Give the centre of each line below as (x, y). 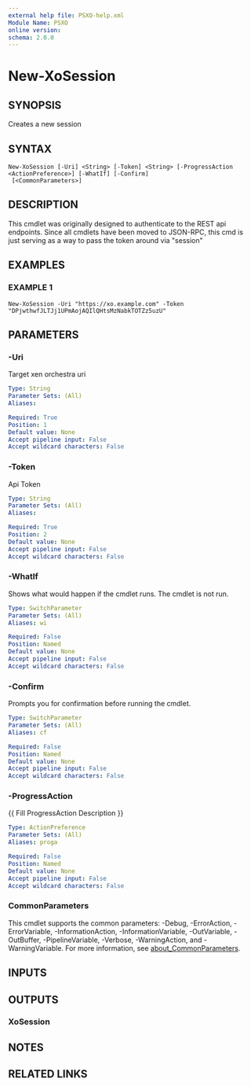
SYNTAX (30, 149)
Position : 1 (27, 425)
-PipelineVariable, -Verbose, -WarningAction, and (122, 940)
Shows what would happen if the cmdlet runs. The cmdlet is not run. (118, 594)
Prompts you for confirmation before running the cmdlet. (100, 704)
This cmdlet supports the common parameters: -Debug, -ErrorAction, (120, 923)
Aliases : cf (27, 732)
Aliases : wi (27, 623)
